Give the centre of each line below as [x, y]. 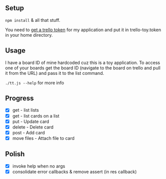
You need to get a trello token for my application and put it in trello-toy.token [83, 30]
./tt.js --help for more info [35, 83]
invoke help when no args [39, 166]
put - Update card [31, 121]
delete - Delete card [33, 127]
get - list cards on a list [36, 116]
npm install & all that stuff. [33, 20]
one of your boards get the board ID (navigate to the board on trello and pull [83, 68]
